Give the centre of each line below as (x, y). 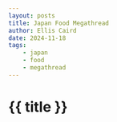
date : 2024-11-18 (37, 38)
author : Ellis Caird (43, 30)
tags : (17, 45)
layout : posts (32, 16)
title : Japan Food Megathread (59, 23)
